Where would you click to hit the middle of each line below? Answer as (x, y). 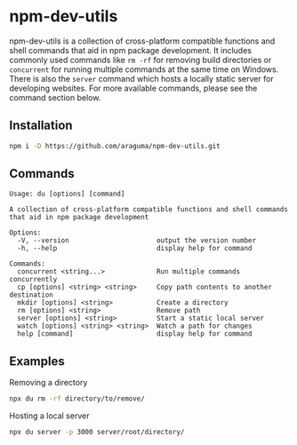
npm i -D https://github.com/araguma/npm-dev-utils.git (115, 146)
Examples (37, 361)
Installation (41, 126)
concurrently (33, 280)
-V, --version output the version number (136, 241)
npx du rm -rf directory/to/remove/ (77, 399)
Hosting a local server (49, 416)
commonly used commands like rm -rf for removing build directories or (140, 60)
